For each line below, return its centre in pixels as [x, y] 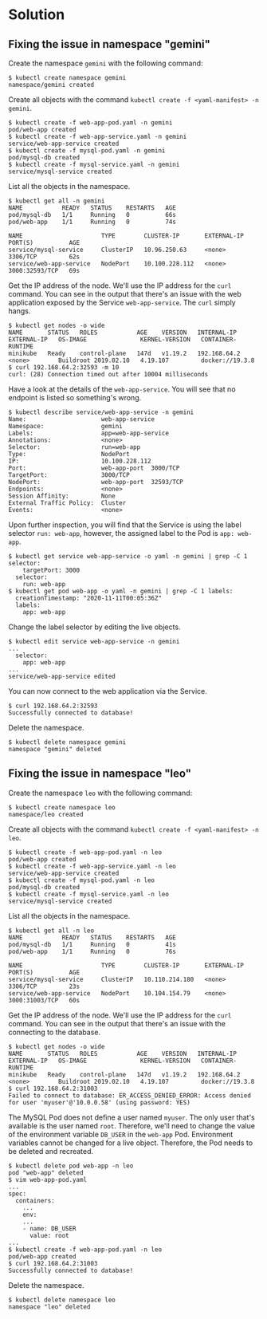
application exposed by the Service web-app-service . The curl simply [122, 302]
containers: [35, 1201]
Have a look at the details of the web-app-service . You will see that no [122, 389]
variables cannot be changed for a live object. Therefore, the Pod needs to [131, 1143]
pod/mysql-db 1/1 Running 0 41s [92, 944]
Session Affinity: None [62, 496]
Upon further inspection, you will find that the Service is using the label [125, 525]
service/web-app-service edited [62, 676]
